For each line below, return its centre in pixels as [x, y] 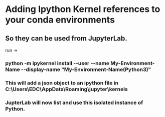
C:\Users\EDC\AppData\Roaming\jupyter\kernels [66, 89]
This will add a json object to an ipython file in [62, 82]
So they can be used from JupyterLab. [66, 38]
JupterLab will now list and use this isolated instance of [74, 102]
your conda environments [60, 20]
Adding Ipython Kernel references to [83, 9]
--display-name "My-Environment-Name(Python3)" [86, 69]
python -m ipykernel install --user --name [57, 63]
